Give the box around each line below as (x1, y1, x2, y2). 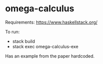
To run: (5, 29, 20, 34)
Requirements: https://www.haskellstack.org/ (5, 19, 98, 25)
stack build (12, 38, 35, 44)
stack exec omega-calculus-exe (12, 43, 79, 49)
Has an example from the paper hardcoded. (5, 53, 95, 59)
